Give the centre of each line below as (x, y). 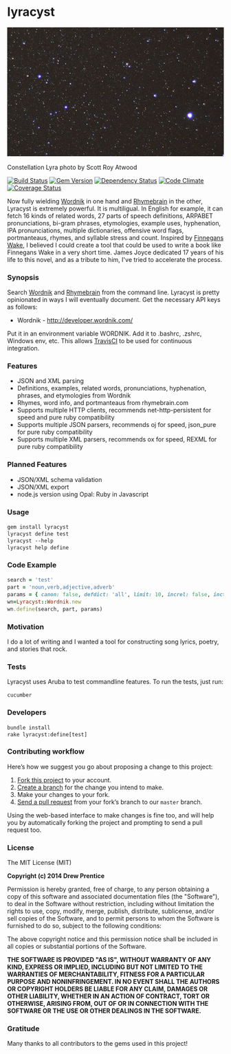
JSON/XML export (43, 487)
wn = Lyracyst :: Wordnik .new (44, 602)
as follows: (22, 307)
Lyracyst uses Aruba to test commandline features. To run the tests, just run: (115, 682)
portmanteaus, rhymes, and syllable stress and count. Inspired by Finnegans (115, 237)
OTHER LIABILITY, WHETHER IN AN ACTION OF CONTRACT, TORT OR (108, 996)
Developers (27, 712)
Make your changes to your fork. (63, 794)
